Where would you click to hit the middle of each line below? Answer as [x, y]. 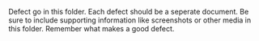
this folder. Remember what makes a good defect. [91, 29]
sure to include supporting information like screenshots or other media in [130, 20]
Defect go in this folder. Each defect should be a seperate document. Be [129, 12]
